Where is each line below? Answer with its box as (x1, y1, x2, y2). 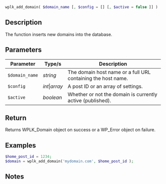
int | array (42, 83, 63, 90)
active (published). (67, 97, 111, 104)
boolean (42, 94, 62, 101)
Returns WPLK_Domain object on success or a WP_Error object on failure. (5, 127, 156, 133)
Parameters (5, 46, 42, 54)
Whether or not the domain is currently (67, 91, 158, 98)
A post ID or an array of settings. (67, 83, 143, 90)
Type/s (44, 60, 62, 67)
